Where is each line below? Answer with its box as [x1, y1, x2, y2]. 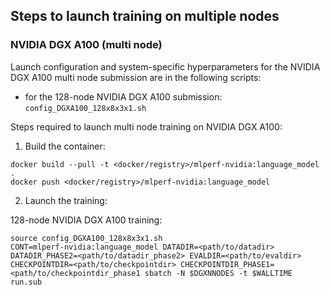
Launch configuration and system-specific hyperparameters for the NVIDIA [10, 60, 321, 73]
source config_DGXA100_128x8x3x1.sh [10, 233, 163, 243]
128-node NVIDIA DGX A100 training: [10, 214, 163, 226]
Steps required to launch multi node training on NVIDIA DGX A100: [10, 120, 283, 133]
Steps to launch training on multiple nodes [10, 8, 280, 25]
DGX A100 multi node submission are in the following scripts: [10, 71, 262, 83]
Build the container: [24, 140, 106, 152]
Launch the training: [24, 194, 108, 206]
